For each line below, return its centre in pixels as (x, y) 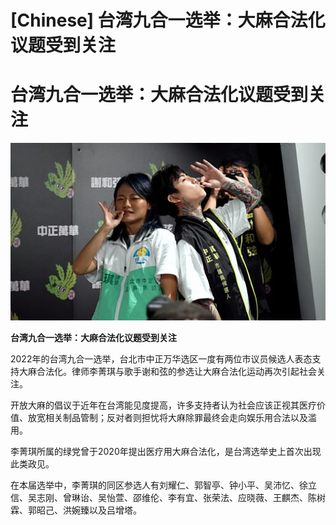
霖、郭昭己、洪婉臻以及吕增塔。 (76, 510)
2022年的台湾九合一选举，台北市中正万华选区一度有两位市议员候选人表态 (161, 358)
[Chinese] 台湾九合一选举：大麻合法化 (168, 20)
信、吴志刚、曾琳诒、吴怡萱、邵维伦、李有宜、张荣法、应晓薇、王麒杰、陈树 (168, 497)
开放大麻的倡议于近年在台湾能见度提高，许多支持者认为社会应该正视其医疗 (163, 405)
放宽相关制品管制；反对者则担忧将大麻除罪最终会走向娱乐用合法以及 (167, 417)
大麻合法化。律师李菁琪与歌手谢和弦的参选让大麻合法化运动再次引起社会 (167, 371)
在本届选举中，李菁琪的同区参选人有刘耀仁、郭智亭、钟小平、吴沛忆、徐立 (163, 485)
